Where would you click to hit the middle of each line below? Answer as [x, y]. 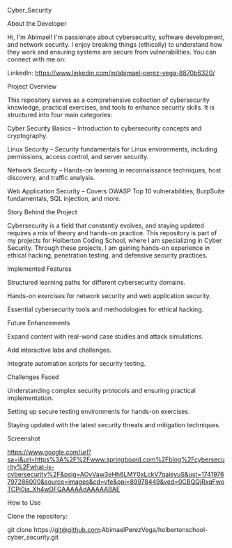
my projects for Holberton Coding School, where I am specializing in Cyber [115, 240]
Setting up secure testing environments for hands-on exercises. [99, 412]
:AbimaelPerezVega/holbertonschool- [154, 530]
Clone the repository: [38, 516]
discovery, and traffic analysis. [51, 178]
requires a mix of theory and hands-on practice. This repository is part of [112, 233]
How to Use [24, 503]
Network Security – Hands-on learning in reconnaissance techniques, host [114, 170]
